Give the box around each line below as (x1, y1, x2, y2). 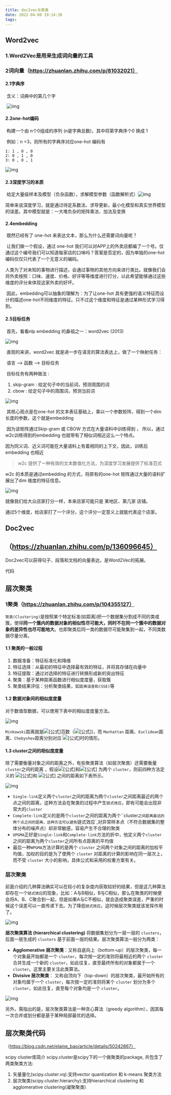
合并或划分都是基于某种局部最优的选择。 (14, 1012, 99, 1018)
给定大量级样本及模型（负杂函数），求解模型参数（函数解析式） (6, 191, 138, 197)
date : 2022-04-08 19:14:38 (5, 12, 63, 17)
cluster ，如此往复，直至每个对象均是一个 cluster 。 (12, 985, 122, 991)
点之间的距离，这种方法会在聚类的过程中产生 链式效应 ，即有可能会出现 (12, 800, 158, 806)
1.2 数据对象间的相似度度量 (5, 696, 62, 702)
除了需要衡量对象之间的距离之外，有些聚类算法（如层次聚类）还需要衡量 (5, 760, 157, 766)
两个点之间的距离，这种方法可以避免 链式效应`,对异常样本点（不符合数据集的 (12, 819, 160, 825)
